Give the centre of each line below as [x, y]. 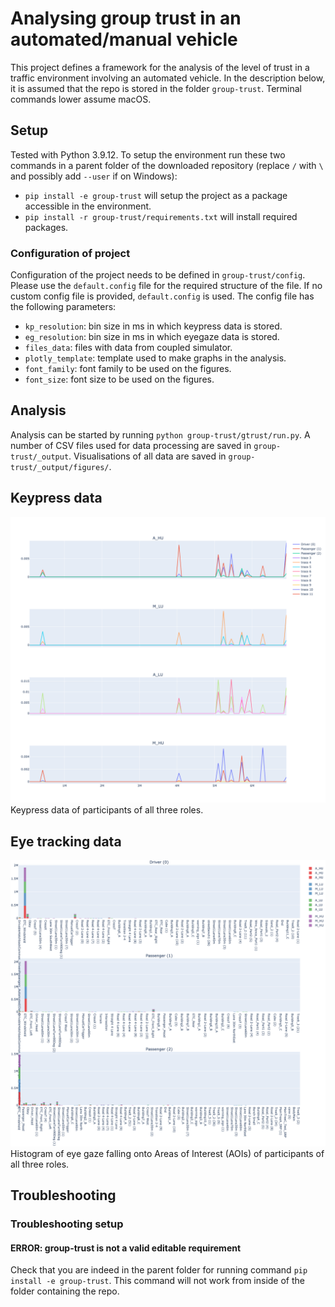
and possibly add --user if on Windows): [94, 176]
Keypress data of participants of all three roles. [107, 810]
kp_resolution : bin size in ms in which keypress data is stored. [153, 326]
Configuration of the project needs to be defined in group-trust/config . [158, 275]
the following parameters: [63, 307]
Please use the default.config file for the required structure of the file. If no [166, 286]
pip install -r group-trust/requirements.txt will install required [161, 216]
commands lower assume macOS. [81, 99]
